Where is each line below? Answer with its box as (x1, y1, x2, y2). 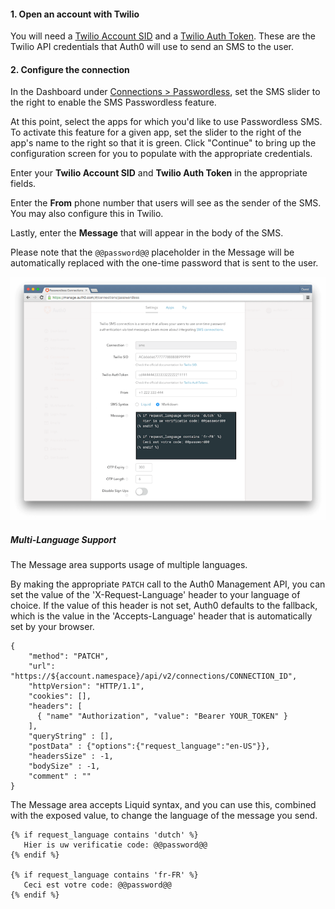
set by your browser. (10, 621, 95, 633)
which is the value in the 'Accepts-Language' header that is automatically (10, 610, 313, 622)
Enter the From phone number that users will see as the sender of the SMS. (10, 197, 322, 209)
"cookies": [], (28, 691, 92, 702)
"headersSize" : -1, (28, 751, 114, 762)
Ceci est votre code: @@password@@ (23, 880, 172, 890)
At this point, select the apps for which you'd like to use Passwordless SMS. (10, 116, 323, 128)
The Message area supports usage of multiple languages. (10, 559, 248, 571)
